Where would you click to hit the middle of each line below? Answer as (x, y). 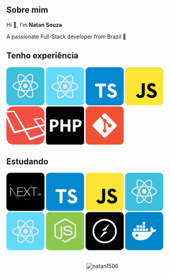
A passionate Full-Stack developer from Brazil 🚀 (66, 37)
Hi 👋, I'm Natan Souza (34, 24)
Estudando (27, 162)
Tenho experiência (43, 56)
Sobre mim (27, 10)
